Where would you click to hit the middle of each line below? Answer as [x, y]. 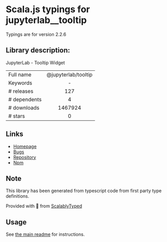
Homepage [25, 146]
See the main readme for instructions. [45, 234]
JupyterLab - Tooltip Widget [35, 63]
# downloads [24, 107]
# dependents [25, 99]
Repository [24, 157]
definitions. [18, 196]
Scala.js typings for [48, 9]
